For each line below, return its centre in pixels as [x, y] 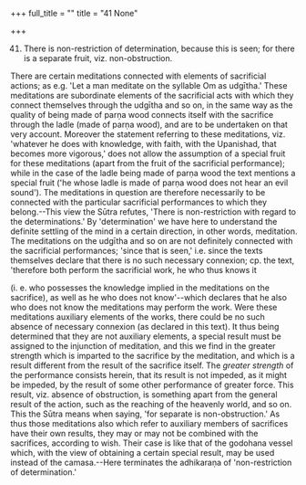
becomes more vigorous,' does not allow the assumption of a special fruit [148, 153]
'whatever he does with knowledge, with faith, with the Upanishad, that [143, 144]
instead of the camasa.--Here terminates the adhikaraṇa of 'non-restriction [151, 462]
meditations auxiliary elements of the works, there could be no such [138, 317]
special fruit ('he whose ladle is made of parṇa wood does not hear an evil [149, 183]
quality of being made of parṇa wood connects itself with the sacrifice [142, 115]
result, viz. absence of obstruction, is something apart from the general [144, 395]
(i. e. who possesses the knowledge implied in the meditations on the [140, 288]
